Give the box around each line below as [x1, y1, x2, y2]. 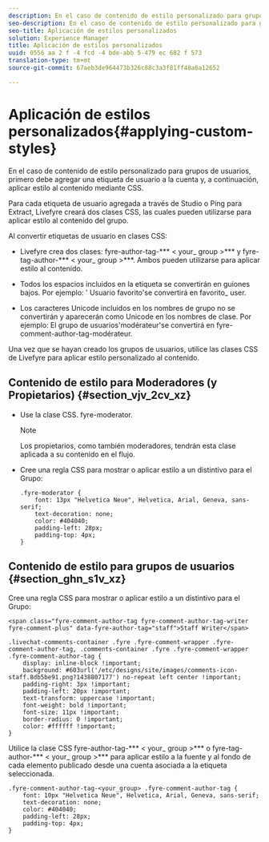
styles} [8, 139, 58, 157]
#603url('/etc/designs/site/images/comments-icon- [65, 667, 239, 675]
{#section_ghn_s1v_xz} [8, 572, 126, 586]
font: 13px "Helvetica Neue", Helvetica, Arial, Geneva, [34, 496, 229, 504]
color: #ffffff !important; [22, 723, 116, 731]
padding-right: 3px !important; [22, 680, 130, 689]
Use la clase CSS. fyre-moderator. [19, 409, 134, 419]
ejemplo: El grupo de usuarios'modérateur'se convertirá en [19, 320, 215, 329]
